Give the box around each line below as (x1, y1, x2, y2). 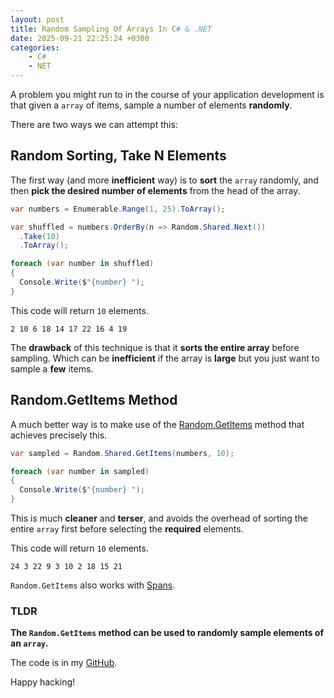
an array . (10, 637, 49, 650)
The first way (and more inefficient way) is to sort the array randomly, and (10, 174, 319, 186)
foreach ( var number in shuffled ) (10, 259, 155, 269)
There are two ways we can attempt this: (10, 119, 178, 130)
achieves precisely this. (10, 429, 108, 441)
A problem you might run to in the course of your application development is (10, 89, 325, 100)
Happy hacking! (10, 676, 76, 688)
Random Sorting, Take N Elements (10, 147, 227, 165)
